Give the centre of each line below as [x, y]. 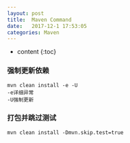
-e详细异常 [21, 93]
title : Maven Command [39, 20]
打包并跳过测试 [32, 118]
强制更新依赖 [28, 71]
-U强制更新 [21, 99]
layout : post [26, 13]
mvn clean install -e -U [42, 85]
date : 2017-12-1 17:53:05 [47, 26]
